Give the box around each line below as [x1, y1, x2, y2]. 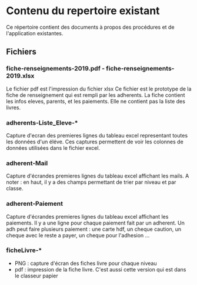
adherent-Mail [6, 159, 48, 167]
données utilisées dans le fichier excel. [6, 144, 101, 151]
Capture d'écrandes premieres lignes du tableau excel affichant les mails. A [6, 172, 189, 180]
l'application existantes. [6, 29, 64, 36]
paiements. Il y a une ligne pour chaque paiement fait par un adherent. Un [6, 219, 185, 226]
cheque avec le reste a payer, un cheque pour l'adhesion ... [6, 232, 150, 239]
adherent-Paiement [6, 200, 64, 208]
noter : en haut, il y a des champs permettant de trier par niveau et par [6, 179, 176, 186]
